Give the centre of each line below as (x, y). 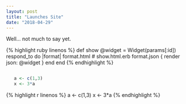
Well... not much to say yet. (39, 39)
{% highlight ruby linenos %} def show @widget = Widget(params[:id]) (91, 50)
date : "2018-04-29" (30, 22)
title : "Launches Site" (35, 17)
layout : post (22, 11)
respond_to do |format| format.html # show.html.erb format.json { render (93, 57)
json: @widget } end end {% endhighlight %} (60, 63)
